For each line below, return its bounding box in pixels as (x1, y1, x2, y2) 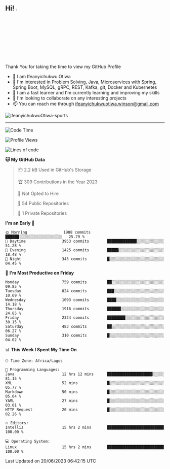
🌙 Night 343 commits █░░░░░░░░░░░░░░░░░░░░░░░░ (5, 256, 164, 261)
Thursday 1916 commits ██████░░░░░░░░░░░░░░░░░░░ (5, 306, 164, 311)
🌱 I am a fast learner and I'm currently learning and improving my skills (12, 89, 160, 95)
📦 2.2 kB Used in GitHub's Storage (17, 166, 92, 173)
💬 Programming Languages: (5, 367, 60, 372)
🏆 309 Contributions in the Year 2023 (17, 179, 98, 185)
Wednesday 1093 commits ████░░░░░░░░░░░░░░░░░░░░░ (5, 297, 164, 303)
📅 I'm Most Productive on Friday (5, 270, 74, 276)
